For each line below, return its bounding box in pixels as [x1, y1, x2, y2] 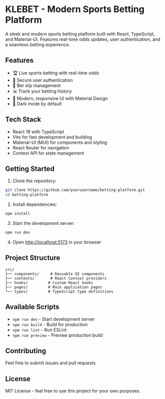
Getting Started [5, 165, 55, 173]
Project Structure [5, 254, 60, 262]
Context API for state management [12, 150, 85, 156]
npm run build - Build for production [12, 321, 88, 328]
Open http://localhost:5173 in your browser [12, 239, 102, 245]
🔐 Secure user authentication [12, 77, 73, 83]
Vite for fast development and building [12, 134, 92, 140]
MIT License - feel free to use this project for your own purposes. [5, 388, 141, 394]
